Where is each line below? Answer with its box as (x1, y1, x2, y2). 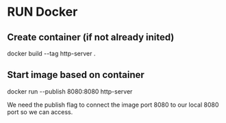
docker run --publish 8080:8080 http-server (7, 87, 133, 96)
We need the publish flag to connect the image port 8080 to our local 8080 (7, 100, 219, 109)
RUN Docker (7, 4, 78, 20)
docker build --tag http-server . (7, 49, 96, 57)
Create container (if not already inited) (7, 31, 175, 43)
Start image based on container (7, 69, 145, 81)
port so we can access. (7, 107, 73, 116)
